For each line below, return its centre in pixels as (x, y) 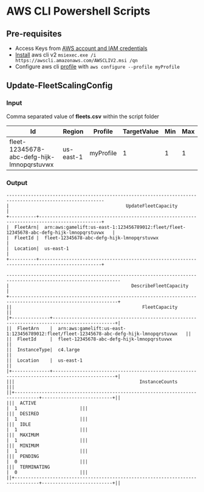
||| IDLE (19, 424)
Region (73, 131)
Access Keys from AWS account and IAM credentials (81, 48)
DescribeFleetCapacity (160, 286)
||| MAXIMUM (23, 435)
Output (17, 183)
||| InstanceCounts (92, 382)
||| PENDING (23, 456)
